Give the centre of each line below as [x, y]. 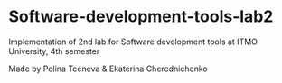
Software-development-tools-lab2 [141, 17]
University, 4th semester [54, 51]
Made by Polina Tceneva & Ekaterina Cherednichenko [108, 69]
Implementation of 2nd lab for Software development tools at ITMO [133, 41]
